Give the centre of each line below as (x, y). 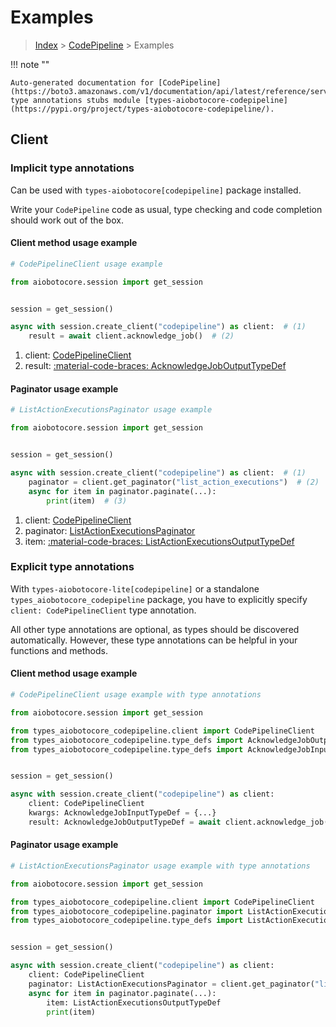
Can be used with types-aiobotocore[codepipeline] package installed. (156, 190)
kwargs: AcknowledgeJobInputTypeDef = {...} (122, 813)
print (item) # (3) (87, 501)
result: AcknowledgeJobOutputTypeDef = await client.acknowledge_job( (178, 822)
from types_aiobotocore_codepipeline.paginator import (127, 911)
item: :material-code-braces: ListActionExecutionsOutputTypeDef (159, 541)
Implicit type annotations (72, 168)
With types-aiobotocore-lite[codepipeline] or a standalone (135, 588)
